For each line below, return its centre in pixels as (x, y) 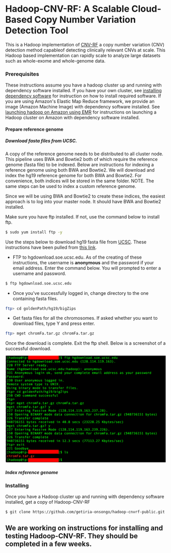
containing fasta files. (35, 298)
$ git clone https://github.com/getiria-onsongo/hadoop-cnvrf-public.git (85, 512)
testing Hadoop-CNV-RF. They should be (72, 536)
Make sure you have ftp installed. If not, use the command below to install (82, 216)
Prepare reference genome (34, 129)
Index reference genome (32, 472)
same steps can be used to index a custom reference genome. (71, 186)
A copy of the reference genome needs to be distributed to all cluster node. (84, 154)
